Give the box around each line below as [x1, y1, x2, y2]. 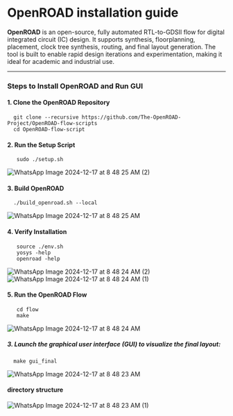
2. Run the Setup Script [7, 140, 76, 149]
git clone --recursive [13, 114, 79, 121]
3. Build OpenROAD [7, 184, 64, 192]
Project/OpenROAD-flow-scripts [7, 120, 98, 127]
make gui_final [13, 358, 58, 365]
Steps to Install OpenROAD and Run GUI [7, 81, 144, 91]
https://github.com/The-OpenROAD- [81, 114, 182, 121]
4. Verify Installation [7, 228, 67, 236]
